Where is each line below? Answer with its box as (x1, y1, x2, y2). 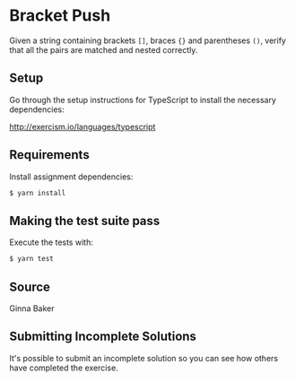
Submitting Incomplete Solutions (9, 329, 197, 344)
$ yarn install (9, 188, 66, 197)
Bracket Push (9, 5, 111, 26)
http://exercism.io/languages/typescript (9, 121, 156, 132)
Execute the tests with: (9, 237, 94, 247)
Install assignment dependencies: (9, 171, 134, 182)
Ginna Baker (9, 302, 56, 314)
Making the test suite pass (9, 213, 161, 229)
